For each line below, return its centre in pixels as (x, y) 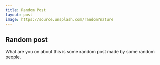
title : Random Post (26, 10)
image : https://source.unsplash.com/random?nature (59, 19)
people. (13, 57)
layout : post (19, 15)
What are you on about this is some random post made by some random (80, 52)
